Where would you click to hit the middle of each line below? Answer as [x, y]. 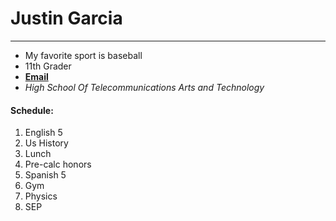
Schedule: [32, 110]
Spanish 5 [45, 175]
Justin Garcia [66, 18]
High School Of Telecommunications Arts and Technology [144, 87]
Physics [41, 196]
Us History [46, 143]
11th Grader [48, 66]
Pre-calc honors [58, 164]
